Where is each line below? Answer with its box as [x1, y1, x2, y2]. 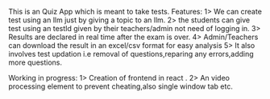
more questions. [8, 57, 63, 67]
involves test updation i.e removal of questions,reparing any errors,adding [8, 49, 254, 58]
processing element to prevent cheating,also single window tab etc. [8, 81, 234, 91]
